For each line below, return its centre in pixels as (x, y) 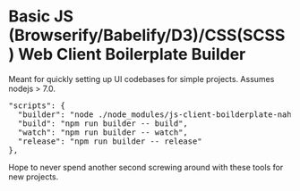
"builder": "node (56, 114)
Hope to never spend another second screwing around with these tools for (146, 167)
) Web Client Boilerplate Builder (127, 54)
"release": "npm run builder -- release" (110, 141)
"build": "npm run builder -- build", (103, 123)
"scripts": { (37, 105)
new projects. (34, 177)
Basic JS (41, 17)
